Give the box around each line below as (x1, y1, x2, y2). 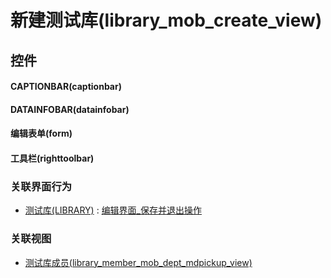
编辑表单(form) (10, 127, 73, 140)
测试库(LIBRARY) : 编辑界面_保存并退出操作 (24, 204, 203, 216)
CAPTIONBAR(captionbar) (10, 81, 122, 93)
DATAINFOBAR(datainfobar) (10, 103, 130, 115)
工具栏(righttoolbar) (10, 152, 95, 164)
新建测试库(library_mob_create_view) (10, 9, 323, 32)
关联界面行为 (10, 179, 73, 193)
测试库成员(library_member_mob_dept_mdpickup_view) (24, 256, 253, 268)
